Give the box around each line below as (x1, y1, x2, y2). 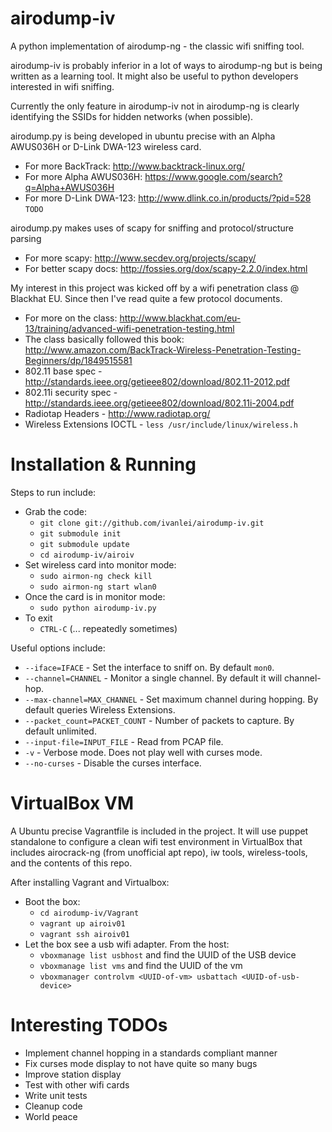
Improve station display (24, 1068, 122, 1080)
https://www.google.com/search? (144, 170, 283, 182)
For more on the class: (24, 312, 118, 324)
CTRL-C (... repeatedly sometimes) (39, 622, 178, 634)
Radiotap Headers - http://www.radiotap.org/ (24, 407, 211, 419)
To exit (24, 612, 53, 624)
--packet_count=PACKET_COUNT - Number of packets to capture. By (24, 714, 295, 726)
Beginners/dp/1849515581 (24, 354, 133, 366)
